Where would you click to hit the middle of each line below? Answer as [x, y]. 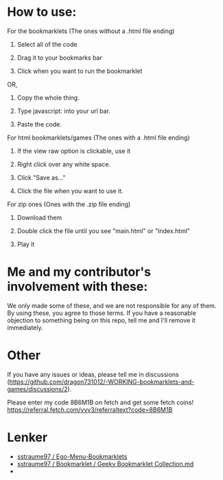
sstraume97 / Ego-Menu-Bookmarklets [72, 456]
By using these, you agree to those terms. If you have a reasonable [102, 313]
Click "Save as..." [42, 177]
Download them [39, 217]
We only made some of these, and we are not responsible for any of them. [112, 305]
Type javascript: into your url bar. [64, 111]
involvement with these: [78, 287]
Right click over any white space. [64, 164]
